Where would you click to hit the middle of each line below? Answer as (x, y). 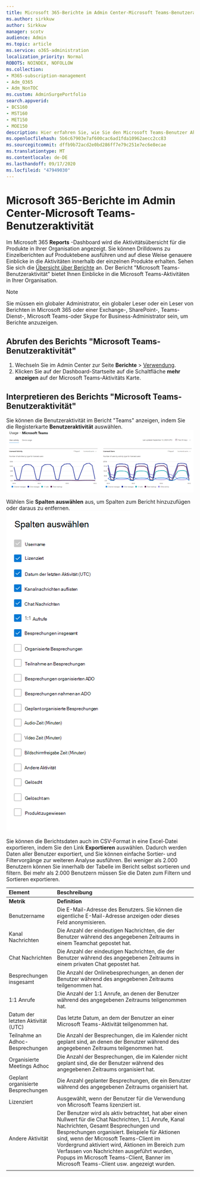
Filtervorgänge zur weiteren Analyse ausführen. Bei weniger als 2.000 (92, 860)
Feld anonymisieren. (82, 922)
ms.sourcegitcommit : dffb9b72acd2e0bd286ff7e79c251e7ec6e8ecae (86, 145)
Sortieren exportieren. (33, 879)
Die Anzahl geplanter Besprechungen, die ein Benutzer (124, 1081)
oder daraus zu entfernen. (38, 508)
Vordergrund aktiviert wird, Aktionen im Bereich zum (121, 1145)
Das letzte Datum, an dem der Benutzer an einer (115, 1017)
